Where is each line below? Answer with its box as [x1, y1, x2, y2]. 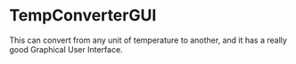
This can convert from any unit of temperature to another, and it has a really [9, 35, 288, 45]
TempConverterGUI [9, 5, 157, 26]
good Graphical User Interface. [9, 44, 123, 54]
